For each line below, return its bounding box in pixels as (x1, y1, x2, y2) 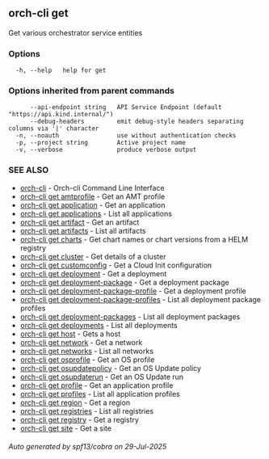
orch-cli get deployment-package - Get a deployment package (19, 277, 229, 287)
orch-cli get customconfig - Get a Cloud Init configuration (19, 260, 212, 270)
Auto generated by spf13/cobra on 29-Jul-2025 (8, 442, 167, 452)
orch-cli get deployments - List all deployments (19, 320, 178, 330)
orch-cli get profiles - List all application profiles (19, 389, 180, 398)
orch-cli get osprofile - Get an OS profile (19, 355, 155, 364)
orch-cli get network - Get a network (19, 337, 143, 347)
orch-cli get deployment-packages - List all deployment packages (19, 311, 241, 322)
